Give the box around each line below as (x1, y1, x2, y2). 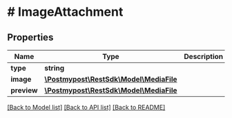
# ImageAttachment (7, 4, 124, 20)
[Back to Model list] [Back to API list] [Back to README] (7, 104, 166, 111)
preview (10, 86, 38, 95)
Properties (7, 32, 54, 43)
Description (184, 52, 223, 61)
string (44, 63, 65, 73)
